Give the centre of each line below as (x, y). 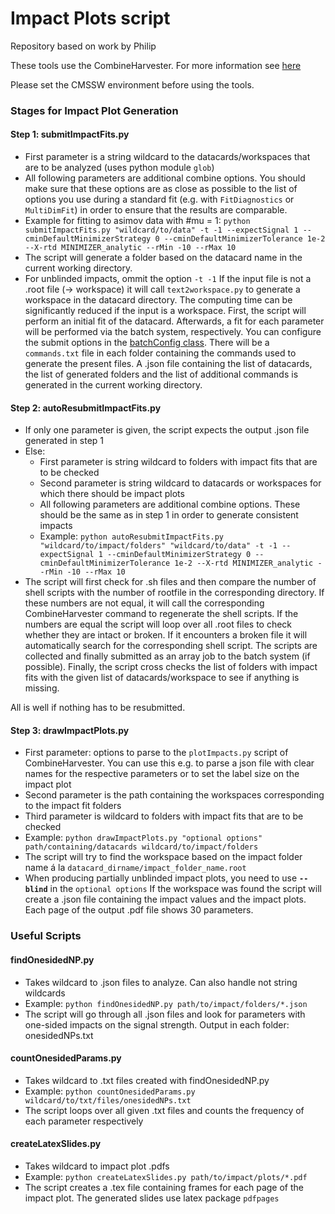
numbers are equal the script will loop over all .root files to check (158, 624)
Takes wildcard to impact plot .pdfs (97, 1166)
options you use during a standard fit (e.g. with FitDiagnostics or (159, 199)
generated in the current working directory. (113, 385)
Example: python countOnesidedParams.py (110, 1091)
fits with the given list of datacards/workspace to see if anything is (162, 678)
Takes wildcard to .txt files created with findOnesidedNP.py (147, 1080)
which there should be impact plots (112, 494)
